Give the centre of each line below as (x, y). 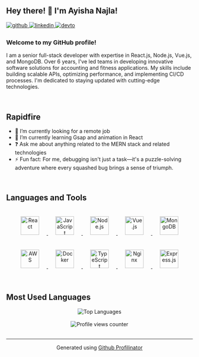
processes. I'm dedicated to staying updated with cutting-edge (83, 81)
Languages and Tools (46, 198)
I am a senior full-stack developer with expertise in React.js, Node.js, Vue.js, (99, 55)
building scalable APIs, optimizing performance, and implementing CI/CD (95, 74)
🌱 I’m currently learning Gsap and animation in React (79, 137)
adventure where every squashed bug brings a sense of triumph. (94, 168)
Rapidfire (23, 117)
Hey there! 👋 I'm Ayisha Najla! (62, 11)
